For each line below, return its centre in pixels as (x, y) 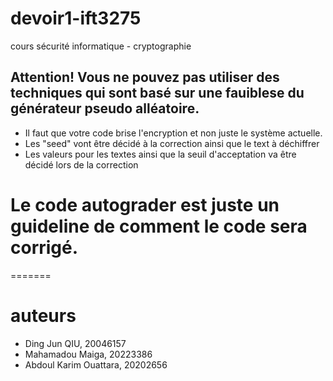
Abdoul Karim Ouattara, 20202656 (96, 364)
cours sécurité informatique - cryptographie (101, 46)
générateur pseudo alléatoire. (105, 108)
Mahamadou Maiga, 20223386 (88, 354)
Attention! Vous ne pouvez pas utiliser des (145, 77)
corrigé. (44, 247)
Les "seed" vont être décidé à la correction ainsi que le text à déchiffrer (172, 143)
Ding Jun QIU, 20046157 (75, 343)
